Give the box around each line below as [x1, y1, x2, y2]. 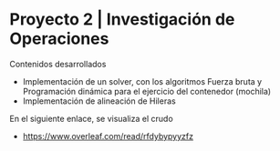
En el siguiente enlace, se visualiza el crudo [9, 113, 173, 124]
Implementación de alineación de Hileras [22, 96, 176, 106]
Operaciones [9, 28, 109, 49]
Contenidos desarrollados [9, 58, 107, 69]
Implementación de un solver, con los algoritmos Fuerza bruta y [22, 75, 263, 86]
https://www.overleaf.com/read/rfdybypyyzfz [22, 130, 194, 141]
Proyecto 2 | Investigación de [9, 9, 235, 30]
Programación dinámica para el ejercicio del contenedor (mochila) [22, 86, 272, 96]
